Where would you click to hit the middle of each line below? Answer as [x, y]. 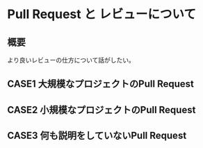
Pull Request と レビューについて [102, 14]
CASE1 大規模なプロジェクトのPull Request [101, 84]
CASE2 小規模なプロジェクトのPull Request [101, 109]
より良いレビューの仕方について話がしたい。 [71, 60]
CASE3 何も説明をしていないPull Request [97, 136]
